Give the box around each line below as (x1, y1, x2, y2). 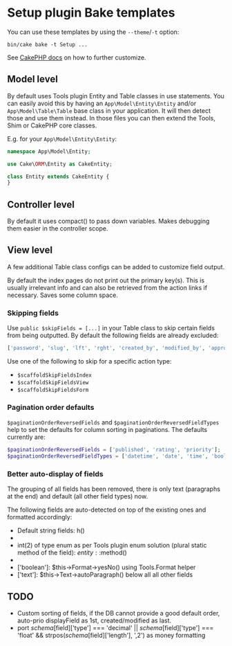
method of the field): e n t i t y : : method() (17, 548, 128, 557)
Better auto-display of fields (7, 469, 104, 479)
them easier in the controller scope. (7, 224, 108, 233)
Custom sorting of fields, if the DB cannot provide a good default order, (17, 609, 220, 618)
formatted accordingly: (7, 513, 72, 521)
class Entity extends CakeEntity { (7, 173, 110, 180)
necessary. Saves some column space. (7, 291, 119, 299)
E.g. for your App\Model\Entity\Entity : (7, 134, 117, 143)
